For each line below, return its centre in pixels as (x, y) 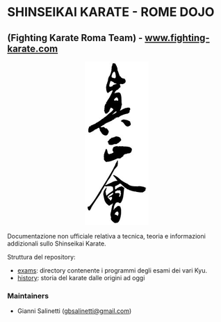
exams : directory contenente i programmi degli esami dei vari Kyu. (112, 271)
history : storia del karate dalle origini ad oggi (81, 278)
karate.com (33, 48)
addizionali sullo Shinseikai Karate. (57, 243)
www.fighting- (177, 38)
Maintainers (28, 296)
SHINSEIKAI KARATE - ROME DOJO (111, 12)
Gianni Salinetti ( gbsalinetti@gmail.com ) (74, 311)
